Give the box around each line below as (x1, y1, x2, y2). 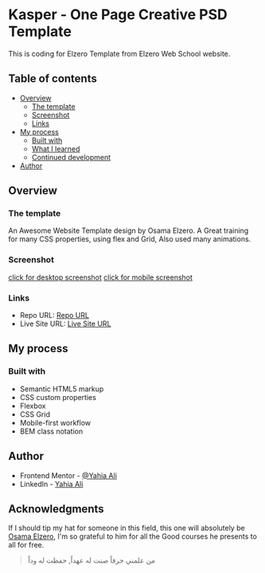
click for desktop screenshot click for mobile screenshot (8, 273, 193, 282)
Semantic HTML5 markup (19, 384, 104, 394)
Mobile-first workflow (19, 418, 92, 427)
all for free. (8, 540, 45, 550)
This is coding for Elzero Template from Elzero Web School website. (8, 49, 231, 58)
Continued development (31, 152, 111, 162)
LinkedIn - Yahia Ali (19, 479, 84, 489)
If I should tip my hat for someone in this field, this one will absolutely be (8, 524, 245, 533)
